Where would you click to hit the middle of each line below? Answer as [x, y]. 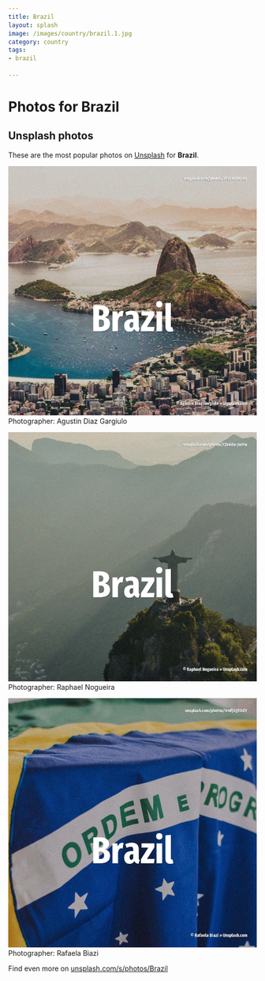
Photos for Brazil [64, 107]
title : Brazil [32, 17]
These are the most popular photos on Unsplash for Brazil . [104, 155]
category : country [38, 42]
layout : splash [33, 25]
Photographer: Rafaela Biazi [53, 953]
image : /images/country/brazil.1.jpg [70, 33]
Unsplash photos [51, 136]
